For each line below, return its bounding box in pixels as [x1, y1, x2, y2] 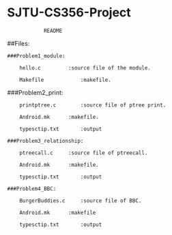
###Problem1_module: [7, 53, 66, 59]
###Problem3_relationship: [7, 137, 84, 144]
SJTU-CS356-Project [7, 5, 131, 20]
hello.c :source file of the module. [19, 64, 152, 71]
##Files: [7, 39, 30, 47]
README [43, 27, 63, 34]
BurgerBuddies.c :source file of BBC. [19, 197, 142, 204]
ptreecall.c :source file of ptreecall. [19, 149, 148, 156]
